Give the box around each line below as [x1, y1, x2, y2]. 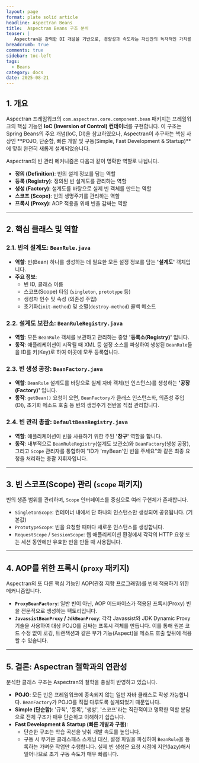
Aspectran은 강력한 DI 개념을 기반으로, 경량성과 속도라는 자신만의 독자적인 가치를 [14, 36, 191, 42]
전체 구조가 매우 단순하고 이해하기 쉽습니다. [25, 713, 126, 720]
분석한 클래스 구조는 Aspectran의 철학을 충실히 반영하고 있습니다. [6, 678, 158, 685]
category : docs [6, 69, 44, 75]
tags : [6, 58, 20, 64]
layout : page [6, 8, 38, 15]
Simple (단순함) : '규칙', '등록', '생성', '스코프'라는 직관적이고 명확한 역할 [14, 705, 179, 713]
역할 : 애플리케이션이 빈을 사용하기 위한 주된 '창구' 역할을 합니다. [14, 433, 162, 440]
